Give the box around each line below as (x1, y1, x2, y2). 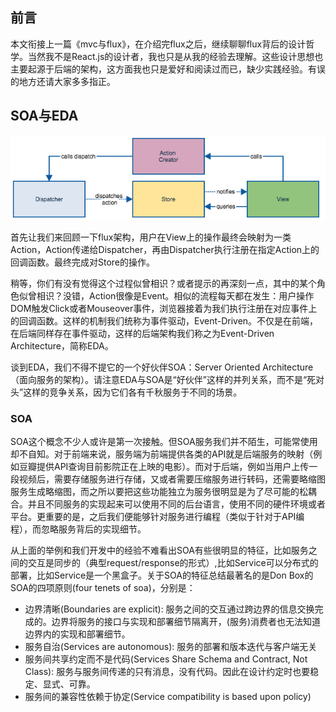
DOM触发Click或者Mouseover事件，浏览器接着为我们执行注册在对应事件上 (10, 302, 318, 314)
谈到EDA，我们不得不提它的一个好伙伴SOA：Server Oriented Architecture (10, 361, 314, 373)
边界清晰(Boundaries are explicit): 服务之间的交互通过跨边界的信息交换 (24, 603, 315, 615)
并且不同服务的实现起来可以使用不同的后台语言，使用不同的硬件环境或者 (27, 498, 326, 510)
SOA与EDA (10, 108, 79, 125)
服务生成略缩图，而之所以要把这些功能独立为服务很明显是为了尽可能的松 (10, 486, 308, 498)
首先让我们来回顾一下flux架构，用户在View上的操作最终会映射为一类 (10, 231, 292, 243)
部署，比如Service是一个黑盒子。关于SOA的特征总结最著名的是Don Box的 (10, 569, 314, 582)
